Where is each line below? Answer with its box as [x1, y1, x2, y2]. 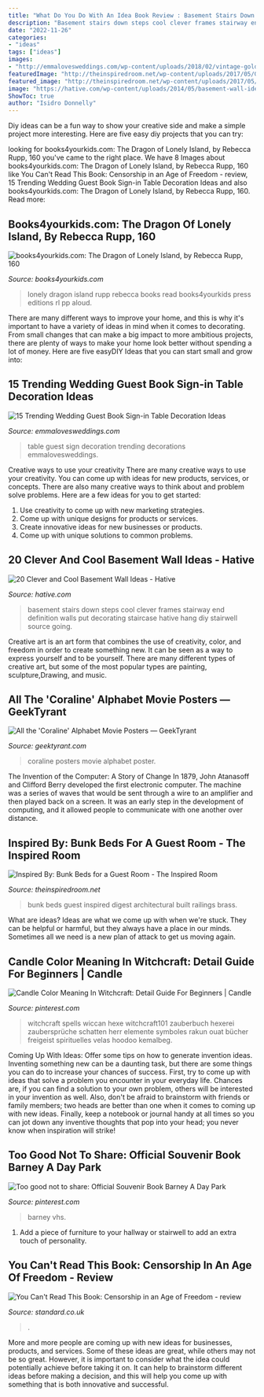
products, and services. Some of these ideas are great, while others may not [8, 1346, 256, 1355]
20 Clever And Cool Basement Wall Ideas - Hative [8, 553, 255, 567]
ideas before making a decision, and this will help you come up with [8, 1371, 228, 1380]
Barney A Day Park [8, 1161, 102, 1174]
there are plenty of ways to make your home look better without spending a [8, 338, 252, 347]
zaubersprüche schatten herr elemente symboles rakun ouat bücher [27, 1027, 249, 1036]
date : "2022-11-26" [8, 26, 72, 34]
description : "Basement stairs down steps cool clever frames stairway [8, 19, 247, 27]
